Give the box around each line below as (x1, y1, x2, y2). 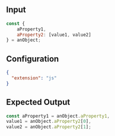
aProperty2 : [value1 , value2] (17, 32, 92, 38)
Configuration (6, 54, 59, 64)
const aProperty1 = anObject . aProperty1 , (6, 113, 110, 119)
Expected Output (6, 97, 71, 107)
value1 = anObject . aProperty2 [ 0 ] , (6, 119, 92, 125)
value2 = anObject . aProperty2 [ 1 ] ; (6, 124, 92, 130)
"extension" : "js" (11, 75, 57, 81)
